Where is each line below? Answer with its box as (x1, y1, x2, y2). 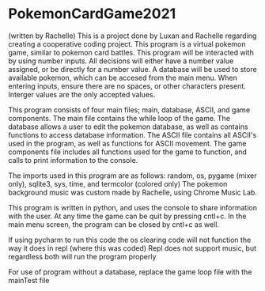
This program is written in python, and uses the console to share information (8, 202, 258, 212)
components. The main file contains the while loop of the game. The (8, 113, 231, 123)
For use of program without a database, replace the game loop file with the (8, 266, 252, 277)
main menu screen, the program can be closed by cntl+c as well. (8, 219, 220, 229)
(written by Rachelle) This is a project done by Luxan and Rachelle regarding (8, 31, 257, 40)
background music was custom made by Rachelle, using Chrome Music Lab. (8, 187, 257, 197)
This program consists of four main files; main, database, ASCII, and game (8, 104, 251, 115)
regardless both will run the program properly (8, 251, 157, 261)
